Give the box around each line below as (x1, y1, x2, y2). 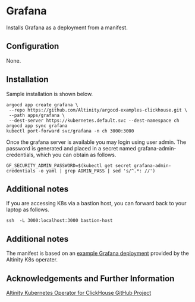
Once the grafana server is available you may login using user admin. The (6, 138, 186, 146)
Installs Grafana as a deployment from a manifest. (6, 24, 128, 31)
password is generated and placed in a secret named (6, 144, 137, 152)
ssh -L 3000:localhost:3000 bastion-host (6, 218, 113, 224)
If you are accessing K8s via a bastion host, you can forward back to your (6, 200, 187, 207)
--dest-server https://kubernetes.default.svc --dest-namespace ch (8, 118, 180, 124)
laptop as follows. (6, 206, 49, 213)
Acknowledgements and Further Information (6, 273, 175, 283)
